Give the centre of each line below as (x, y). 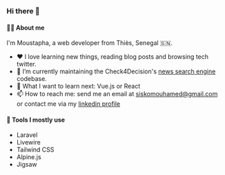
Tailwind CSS (35, 150)
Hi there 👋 (23, 11)
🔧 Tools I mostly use (36, 120)
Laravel (27, 135)
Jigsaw (27, 165)
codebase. (32, 79)
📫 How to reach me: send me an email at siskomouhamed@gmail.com (117, 94)
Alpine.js (29, 157)
